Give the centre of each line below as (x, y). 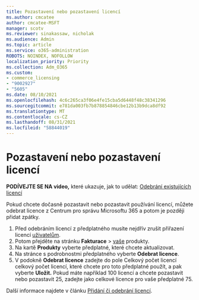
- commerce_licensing (33, 78)
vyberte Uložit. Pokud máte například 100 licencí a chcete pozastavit (99, 273)
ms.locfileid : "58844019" (38, 128)
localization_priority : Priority (48, 61)
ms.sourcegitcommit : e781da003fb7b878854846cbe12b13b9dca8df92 (86, 106)
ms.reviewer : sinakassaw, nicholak (50, 34)
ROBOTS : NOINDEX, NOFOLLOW (40, 56)
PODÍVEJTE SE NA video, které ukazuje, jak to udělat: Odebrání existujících (99, 186)
